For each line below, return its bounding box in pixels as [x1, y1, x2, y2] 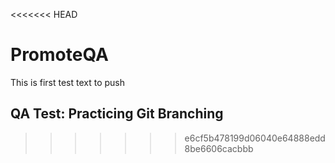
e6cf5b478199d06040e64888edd [184, 132, 326, 144]
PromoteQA [10, 44, 109, 66]
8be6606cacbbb [184, 142, 254, 154]
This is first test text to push [10, 76, 126, 88]
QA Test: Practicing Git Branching [10, 105, 224, 123]
